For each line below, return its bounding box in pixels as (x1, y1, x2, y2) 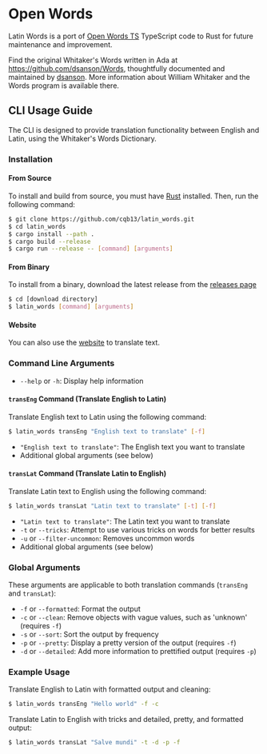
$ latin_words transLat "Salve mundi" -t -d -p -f (8, 739, 181, 747)
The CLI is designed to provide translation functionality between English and (8, 125, 260, 134)
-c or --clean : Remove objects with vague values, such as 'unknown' (19, 612, 248, 622)
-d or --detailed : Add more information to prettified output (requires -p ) (19, 647, 257, 656)
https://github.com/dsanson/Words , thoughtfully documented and (8, 63, 225, 73)
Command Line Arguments (8, 357, 115, 369)
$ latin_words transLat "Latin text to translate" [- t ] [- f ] (8, 501, 217, 510)
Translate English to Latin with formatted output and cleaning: (8, 684, 211, 694)
